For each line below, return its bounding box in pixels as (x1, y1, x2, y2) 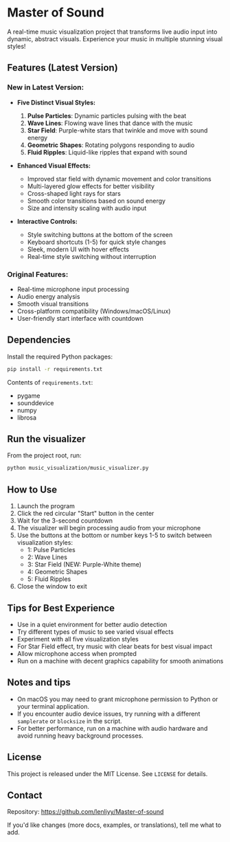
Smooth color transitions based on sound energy (27, 196, 166, 205)
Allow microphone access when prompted (16, 649, 137, 657)
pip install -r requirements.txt (7, 365, 103, 372)
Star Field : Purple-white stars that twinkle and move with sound (27, 126, 208, 135)
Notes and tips (7, 676, 71, 688)
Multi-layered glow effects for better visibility (27, 182, 155, 190)
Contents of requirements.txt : (7, 378, 93, 386)
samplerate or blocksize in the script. (16, 716, 122, 725)
